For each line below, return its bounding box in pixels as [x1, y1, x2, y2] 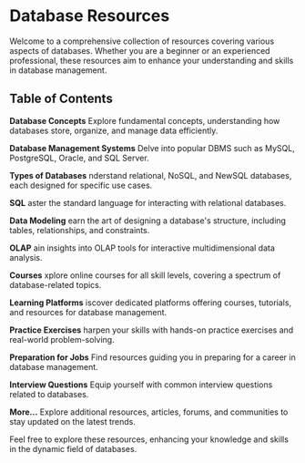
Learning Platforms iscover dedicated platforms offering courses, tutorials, [9, 297, 292, 308]
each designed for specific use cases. [9, 180, 153, 190]
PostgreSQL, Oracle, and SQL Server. [9, 152, 149, 163]
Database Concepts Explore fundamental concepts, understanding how [9, 115, 280, 126]
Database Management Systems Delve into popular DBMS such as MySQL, [9, 142, 296, 153]
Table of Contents [9, 91, 114, 107]
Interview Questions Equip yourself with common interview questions [9, 379, 273, 390]
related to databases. [9, 388, 89, 399]
